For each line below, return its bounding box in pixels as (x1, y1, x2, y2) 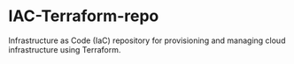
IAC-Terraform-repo (8, 6, 159, 26)
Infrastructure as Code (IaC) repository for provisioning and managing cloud (8, 35, 286, 46)
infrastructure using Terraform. (8, 44, 121, 54)
